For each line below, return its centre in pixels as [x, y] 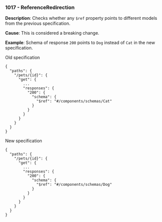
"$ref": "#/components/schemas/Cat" [74, 101]
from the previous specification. [38, 23]
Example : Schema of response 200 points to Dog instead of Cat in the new [80, 43]
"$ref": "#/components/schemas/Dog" [74, 185]
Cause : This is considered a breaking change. [52, 33]
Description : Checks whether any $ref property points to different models [81, 18]
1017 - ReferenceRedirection [40, 7]
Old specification [23, 57]
